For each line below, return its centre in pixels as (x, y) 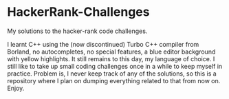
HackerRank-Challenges (78, 12)
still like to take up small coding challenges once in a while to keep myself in (115, 66)
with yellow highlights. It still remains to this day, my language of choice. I (111, 58)
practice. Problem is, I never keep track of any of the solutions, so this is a (112, 74)
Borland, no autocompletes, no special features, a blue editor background (111, 52)
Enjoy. (16, 88)
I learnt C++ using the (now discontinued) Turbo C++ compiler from (103, 44)
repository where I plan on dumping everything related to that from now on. (114, 80)
